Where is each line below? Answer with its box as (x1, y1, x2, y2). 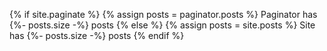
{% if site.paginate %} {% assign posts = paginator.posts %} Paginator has (9, 9, 318, 20)
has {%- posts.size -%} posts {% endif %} (9, 30, 185, 41)
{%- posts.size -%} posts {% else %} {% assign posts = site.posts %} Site (9, 19, 316, 31)
